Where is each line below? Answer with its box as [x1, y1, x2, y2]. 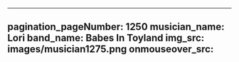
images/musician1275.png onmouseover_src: [7, 43, 214, 56]
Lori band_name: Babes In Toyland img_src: [7, 32, 205, 44]
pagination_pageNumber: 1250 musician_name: [7, 21, 225, 33]
